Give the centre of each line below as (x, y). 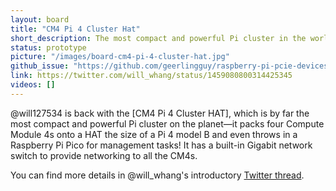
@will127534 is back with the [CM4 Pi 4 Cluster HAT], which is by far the (160, 113)
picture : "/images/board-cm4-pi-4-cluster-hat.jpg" (120, 57)
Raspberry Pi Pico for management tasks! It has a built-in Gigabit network (161, 145)
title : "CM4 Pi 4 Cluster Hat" (75, 29)
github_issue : (40, 66)
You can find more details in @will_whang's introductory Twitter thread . (157, 175)
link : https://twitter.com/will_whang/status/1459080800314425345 (151, 76)
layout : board (40, 19)
